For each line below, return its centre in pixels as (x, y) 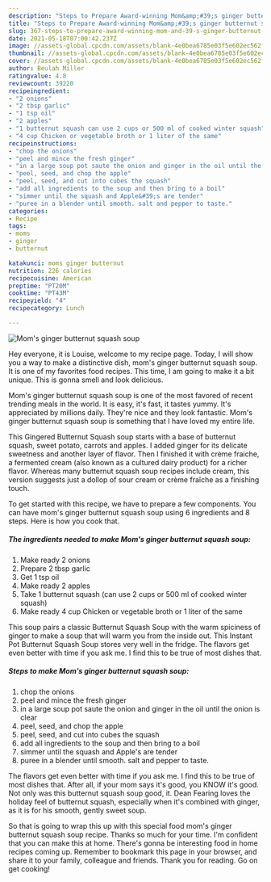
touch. (19, 488)
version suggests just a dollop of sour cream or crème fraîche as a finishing (134, 479)
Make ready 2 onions (55, 560)
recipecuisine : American (50, 278)
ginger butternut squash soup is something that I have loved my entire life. (132, 421)
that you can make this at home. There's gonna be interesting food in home (133, 843)
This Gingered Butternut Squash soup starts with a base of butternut (122, 436)
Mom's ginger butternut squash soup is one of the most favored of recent (131, 395)
